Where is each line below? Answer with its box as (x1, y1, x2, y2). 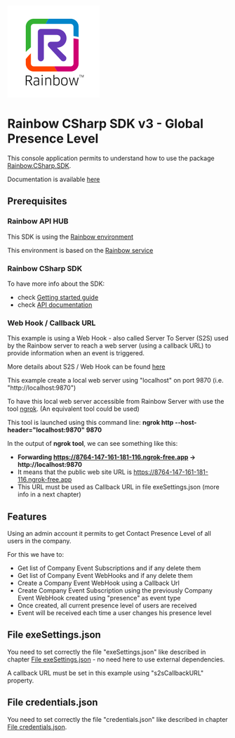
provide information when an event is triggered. (7, 349, 145, 357)
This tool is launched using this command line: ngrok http (7, 419, 174, 427)
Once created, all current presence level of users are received (17, 601, 197, 609)
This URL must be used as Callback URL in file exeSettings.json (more (17, 483, 220, 492)
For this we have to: (7, 551, 65, 559)
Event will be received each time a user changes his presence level (17, 609, 212, 617)
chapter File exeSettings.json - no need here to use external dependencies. (7, 655, 225, 664)
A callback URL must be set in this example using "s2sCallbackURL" (7, 668, 204, 677)
